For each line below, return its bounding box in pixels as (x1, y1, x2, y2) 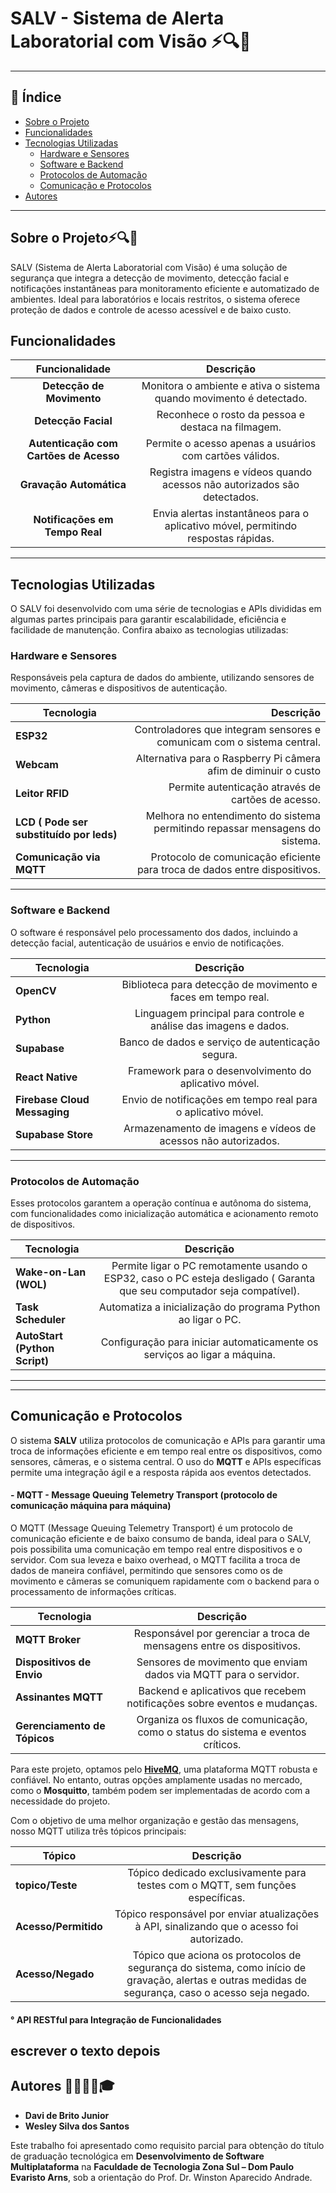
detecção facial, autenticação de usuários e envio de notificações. (10, 937, 285, 949)
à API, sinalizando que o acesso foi (134, 1920, 299, 1934)
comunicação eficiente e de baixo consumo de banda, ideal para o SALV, (10, 1533, 312, 1545)
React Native (15, 1070, 78, 1084)
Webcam (15, 758, 59, 772)
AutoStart (15, 1329, 63, 1343)
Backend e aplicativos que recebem (138, 1684, 307, 1698)
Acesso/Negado (15, 1967, 95, 1981)
